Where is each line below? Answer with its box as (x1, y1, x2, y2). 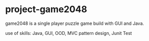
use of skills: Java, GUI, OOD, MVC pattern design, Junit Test (5, 30, 132, 36)
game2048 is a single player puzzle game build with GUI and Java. (5, 20, 144, 26)
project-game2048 (5, 4, 87, 15)
